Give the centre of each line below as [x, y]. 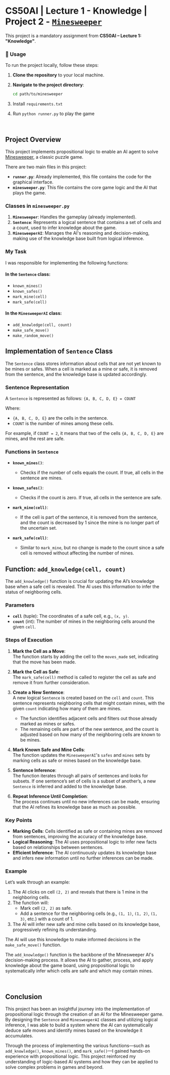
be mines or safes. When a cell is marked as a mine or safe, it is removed [81, 369]
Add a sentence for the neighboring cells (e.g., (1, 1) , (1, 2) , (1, [89, 914]
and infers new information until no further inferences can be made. [83, 858]
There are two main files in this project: [46, 167]
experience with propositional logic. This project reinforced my [71, 1056]
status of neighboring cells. [34, 592]
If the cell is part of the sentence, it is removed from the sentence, [89, 517]
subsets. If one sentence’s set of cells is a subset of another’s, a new [84, 781]
